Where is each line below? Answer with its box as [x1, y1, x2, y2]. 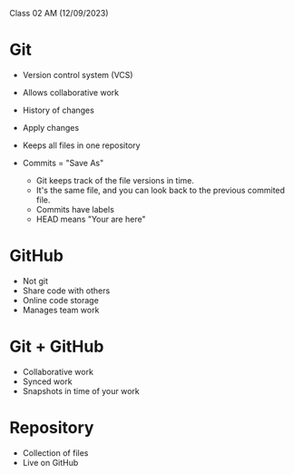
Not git [22, 275, 48, 286]
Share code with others [22, 285, 111, 296]
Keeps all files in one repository [22, 140, 141, 151]
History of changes [22, 104, 95, 115]
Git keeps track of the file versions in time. [35, 174, 195, 185]
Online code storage [22, 294, 100, 305]
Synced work [22, 376, 73, 387]
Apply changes [22, 122, 80, 133]
